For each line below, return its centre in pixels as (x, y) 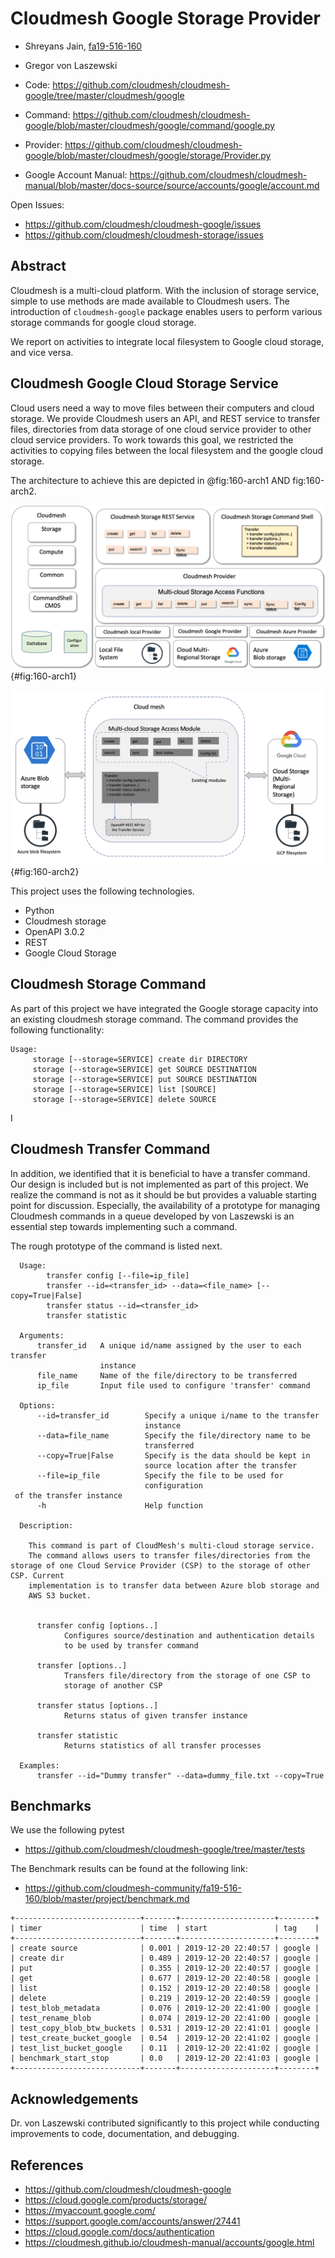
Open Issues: (37, 204)
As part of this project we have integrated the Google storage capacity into (164, 1008)
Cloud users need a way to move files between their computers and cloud (162, 408)
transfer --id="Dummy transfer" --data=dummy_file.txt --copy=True (180, 1775)
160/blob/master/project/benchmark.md (107, 1899)
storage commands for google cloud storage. (103, 322)
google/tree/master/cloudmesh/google (104, 95)
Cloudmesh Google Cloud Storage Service (144, 383)
